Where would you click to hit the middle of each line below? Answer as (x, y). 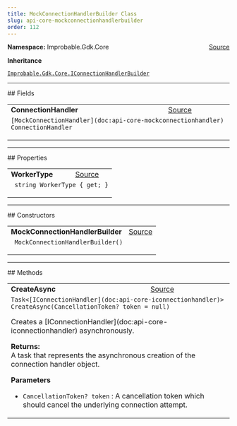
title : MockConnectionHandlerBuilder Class (72, 14)
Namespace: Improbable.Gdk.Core (58, 47)
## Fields (21, 93)
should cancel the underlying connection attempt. (105, 405)
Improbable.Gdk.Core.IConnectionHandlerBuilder (79, 74)
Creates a (27, 322)
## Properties (27, 158)
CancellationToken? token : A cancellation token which (114, 396)
